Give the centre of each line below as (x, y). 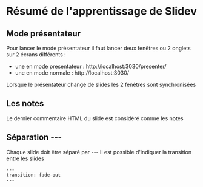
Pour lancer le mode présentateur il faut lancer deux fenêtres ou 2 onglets (98, 48)
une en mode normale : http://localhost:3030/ (72, 73)
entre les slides (25, 158)
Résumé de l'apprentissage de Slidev (101, 11)
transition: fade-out (34, 175)
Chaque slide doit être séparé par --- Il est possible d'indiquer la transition (99, 152)
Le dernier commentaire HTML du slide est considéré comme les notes (95, 118)
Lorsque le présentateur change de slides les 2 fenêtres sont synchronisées (101, 84)
